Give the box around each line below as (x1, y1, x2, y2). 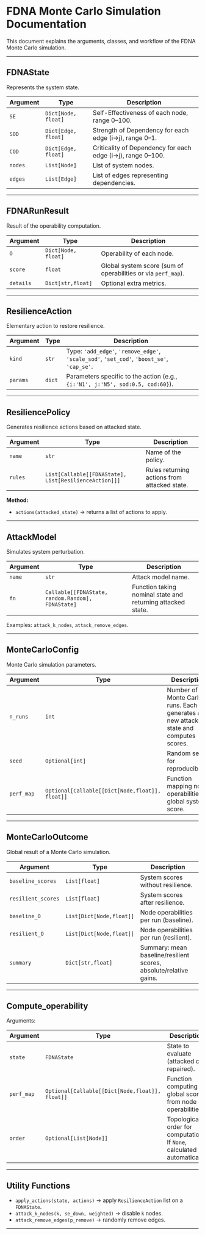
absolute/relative (140, 966, 189, 974)
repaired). (167, 1065, 195, 1073)
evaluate (167, 1049, 192, 1058)
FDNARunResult (6, 206, 69, 216)
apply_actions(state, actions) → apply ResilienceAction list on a (15, 1197, 183, 1204)
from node (167, 1098, 197, 1106)
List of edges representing (92, 171, 168, 179)
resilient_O (9, 930, 45, 937)
